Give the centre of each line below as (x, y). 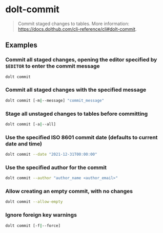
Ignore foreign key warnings (41, 215)
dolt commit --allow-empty (34, 202)
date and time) (24, 143)
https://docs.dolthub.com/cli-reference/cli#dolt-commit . (77, 29)
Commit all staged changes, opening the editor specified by (81, 60)
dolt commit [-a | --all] (31, 124)
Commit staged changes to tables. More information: (74, 24)
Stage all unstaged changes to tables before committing (77, 114)
